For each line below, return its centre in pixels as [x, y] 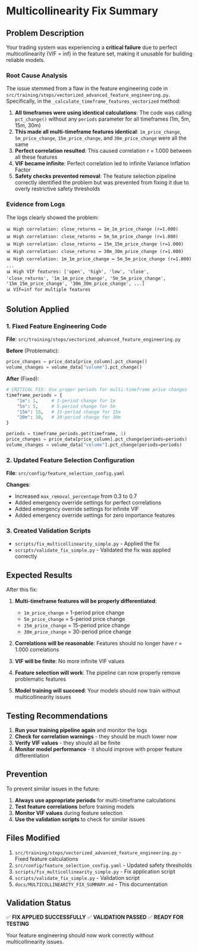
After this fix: [22, 590]
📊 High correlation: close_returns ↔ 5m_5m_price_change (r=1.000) [92, 236]
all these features [36, 157]
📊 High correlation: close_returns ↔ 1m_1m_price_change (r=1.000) [92, 229]
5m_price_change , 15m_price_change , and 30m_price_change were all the [100, 138]
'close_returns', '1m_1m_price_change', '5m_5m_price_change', [86, 278]
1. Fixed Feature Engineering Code [56, 326]
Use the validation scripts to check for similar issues [80, 819]
